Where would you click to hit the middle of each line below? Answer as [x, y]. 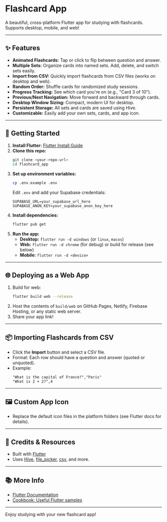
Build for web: [27, 287]
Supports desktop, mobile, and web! [42, 27]
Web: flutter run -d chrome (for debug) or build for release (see [87, 245]
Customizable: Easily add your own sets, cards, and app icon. [76, 113]
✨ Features [23, 48]
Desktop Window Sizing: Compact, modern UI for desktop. [73, 102]
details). [21, 422]
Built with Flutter [29, 454]
